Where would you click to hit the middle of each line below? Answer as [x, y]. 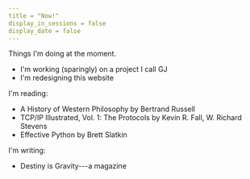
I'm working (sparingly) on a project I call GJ [94, 69]
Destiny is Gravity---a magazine [73, 166]
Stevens [33, 127]
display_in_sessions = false [57, 23]
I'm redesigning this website [67, 78]
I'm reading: [28, 94]
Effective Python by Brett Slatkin [73, 135]
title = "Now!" [34, 16]
